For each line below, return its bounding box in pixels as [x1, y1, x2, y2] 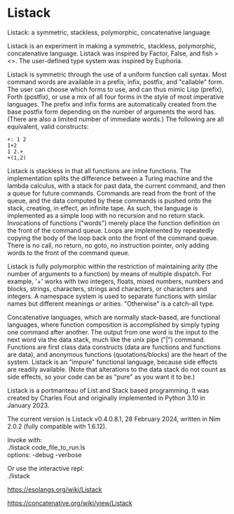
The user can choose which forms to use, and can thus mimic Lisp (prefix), [7, 85, 224, 93]
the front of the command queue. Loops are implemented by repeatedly [7, 226, 214, 234]
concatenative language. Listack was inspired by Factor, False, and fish [7, 49, 213, 58]
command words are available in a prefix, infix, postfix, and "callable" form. [7, 77, 224, 86]
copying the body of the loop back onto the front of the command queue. [7, 234, 219, 242]
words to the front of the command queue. [7, 248, 130, 257]
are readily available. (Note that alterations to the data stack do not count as [7, 365, 226, 373]
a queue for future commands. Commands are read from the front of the [7, 189, 216, 197]
